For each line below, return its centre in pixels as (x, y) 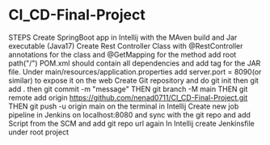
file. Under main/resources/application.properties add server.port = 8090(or (135, 71)
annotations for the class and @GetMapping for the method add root (122, 54)
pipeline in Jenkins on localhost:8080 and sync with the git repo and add (129, 114)
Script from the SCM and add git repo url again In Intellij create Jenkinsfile (131, 123)
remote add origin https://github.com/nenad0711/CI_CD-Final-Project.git (128, 97)
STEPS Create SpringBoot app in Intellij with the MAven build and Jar (123, 37)
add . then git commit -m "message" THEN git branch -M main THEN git (128, 89)
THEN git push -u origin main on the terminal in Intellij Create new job (124, 106)
